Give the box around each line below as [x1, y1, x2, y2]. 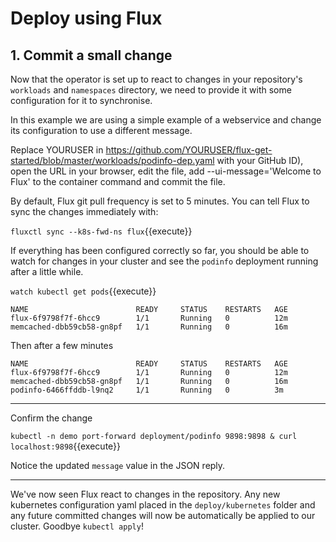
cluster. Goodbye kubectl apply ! [10, 520, 144, 532]
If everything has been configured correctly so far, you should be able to [10, 245, 310, 256]
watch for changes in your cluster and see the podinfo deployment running [10, 255, 319, 267]
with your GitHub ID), [216, 155, 304, 166]
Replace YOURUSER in [10, 144, 104, 156]
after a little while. [10, 266, 84, 277]
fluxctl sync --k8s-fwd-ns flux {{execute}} [10, 225, 193, 237]
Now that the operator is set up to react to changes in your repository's [10, 73, 303, 85]
